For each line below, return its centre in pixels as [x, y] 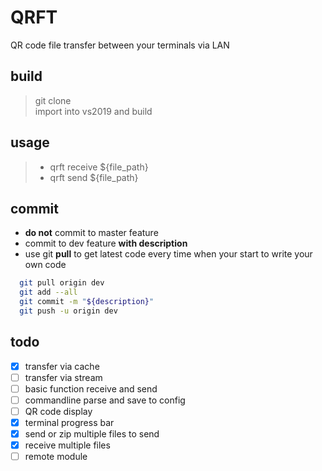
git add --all [48, 292]
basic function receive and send [91, 388]
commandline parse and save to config [105, 400]
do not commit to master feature [91, 233]
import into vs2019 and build [93, 111]
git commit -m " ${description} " [87, 302]
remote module [56, 457]
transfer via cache [62, 366]
